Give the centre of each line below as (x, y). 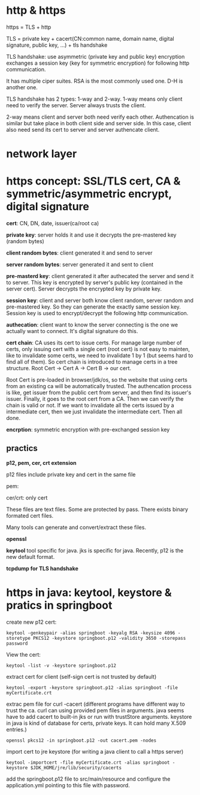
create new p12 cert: (31, 622)
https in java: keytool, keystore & (89, 593)
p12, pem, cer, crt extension (41, 463)
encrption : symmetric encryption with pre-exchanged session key (88, 430)
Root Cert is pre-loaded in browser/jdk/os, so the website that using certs (97, 380)
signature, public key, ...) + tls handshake (57, 45)
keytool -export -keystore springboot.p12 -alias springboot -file (92, 687)
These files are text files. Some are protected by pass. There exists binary (97, 509)
